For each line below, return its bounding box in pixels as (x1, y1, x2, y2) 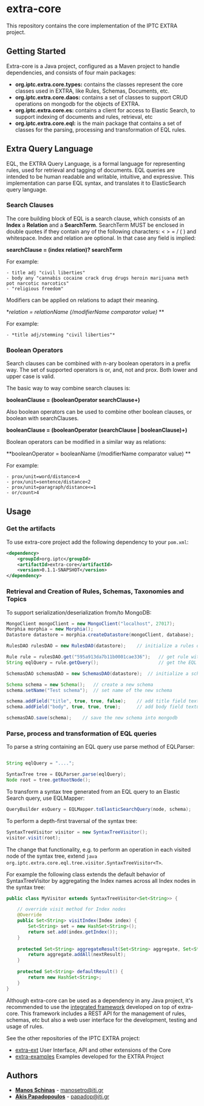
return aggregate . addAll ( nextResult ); (28, 952, 126, 958)
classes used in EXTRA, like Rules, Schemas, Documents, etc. (15, 87, 170, 95)
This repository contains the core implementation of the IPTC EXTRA (6, 22, 178, 29)
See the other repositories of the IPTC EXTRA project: (6, 1034, 141, 1041)
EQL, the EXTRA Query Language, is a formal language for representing (6, 160, 185, 167)
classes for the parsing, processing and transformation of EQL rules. (15, 126, 186, 133)
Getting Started (6, 46, 66, 57)
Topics (6, 595, 27, 604)
